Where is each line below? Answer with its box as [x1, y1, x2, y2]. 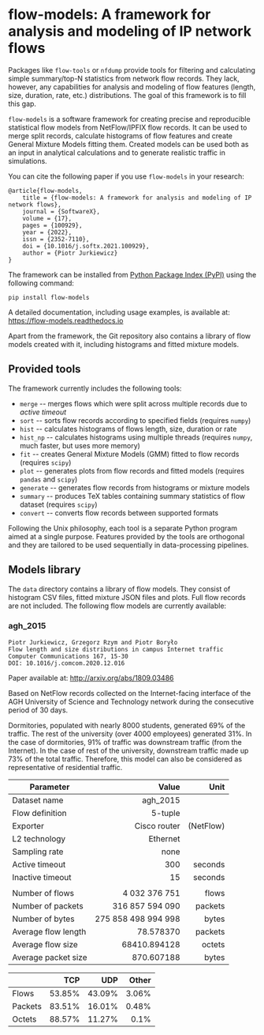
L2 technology [12, 833, 66, 844]
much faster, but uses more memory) [19, 440, 140, 450]
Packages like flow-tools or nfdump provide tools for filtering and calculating [8, 65, 256, 74]
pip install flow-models [8, 293, 90, 301]
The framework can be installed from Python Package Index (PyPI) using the [8, 270, 257, 279]
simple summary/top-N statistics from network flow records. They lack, [8, 74, 240, 83]
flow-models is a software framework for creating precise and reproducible [8, 114, 251, 123]
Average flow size [12, 939, 79, 950]
